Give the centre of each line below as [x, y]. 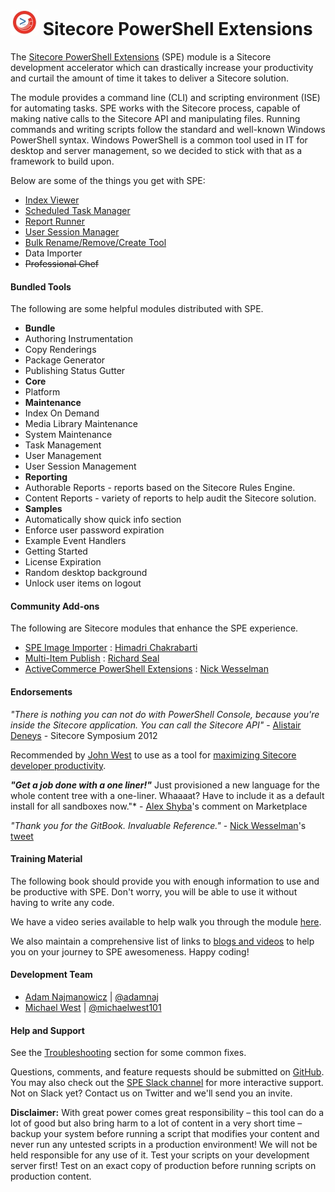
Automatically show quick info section [103, 520]
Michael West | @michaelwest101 [93, 1007]
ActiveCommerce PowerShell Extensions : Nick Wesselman [146, 669]
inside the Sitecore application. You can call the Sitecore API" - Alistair [156, 725]
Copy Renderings [60, 350]
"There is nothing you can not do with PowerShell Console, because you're [165, 714]
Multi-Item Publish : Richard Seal [92, 658]
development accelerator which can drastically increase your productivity [162, 67]
